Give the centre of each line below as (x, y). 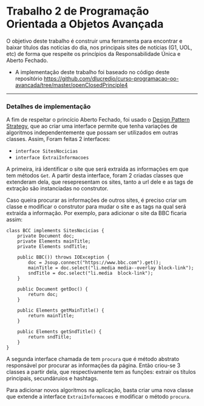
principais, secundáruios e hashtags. (52, 379)
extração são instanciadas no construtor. (57, 188)
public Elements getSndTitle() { (59, 332)
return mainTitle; (51, 316)
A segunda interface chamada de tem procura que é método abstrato (93, 359)
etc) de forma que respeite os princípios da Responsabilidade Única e (93, 53)
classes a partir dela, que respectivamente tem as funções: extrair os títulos (101, 372)
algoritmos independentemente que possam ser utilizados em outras (92, 132)
